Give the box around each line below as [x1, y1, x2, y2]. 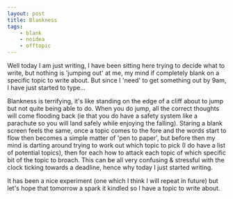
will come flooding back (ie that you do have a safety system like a [7, 112, 198, 120]
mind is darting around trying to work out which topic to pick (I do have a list [7, 141, 226, 149]
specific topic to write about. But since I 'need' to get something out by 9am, [7, 76, 227, 84]
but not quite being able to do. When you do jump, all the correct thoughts [7, 105, 220, 112]
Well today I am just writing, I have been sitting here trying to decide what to [7, 62, 225, 69]
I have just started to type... [7, 84, 86, 92]
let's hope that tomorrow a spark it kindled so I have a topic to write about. [7, 184, 220, 192]
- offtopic [19, 42, 51, 49]
